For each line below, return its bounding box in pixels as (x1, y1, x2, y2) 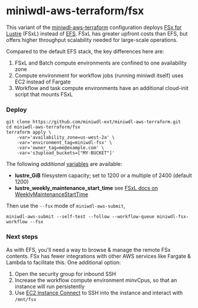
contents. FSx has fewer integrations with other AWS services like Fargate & (6, 252, 191, 259)
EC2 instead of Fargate (14, 78, 71, 85)
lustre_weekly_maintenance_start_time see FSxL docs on (14, 185, 158, 192)
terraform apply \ (6, 129, 51, 136)
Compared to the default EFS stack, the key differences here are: (6, 47, 164, 54)
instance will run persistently (14, 283, 85, 290)
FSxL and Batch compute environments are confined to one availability (14, 59, 187, 66)
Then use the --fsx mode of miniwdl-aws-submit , (6, 203, 125, 210)
